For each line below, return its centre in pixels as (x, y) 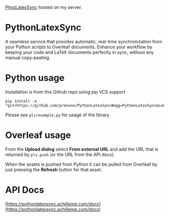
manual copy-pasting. (28, 57)
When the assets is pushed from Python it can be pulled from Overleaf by (81, 164)
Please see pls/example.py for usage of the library (57, 115)
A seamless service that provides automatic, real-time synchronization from (84, 41)
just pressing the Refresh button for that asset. (54, 169)
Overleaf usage (38, 135)
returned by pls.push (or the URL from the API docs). (60, 154)
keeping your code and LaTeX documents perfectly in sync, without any (80, 52)
